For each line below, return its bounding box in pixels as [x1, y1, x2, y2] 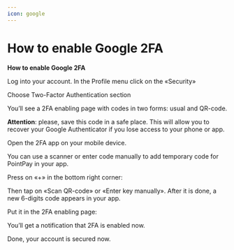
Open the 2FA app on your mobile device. [7, 138, 127, 147]
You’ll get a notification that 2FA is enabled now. [7, 221, 145, 229]
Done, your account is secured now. [7, 235, 111, 243]
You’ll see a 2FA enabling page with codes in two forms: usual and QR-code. [7, 104, 228, 112]
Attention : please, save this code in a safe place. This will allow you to [7, 117, 210, 126]
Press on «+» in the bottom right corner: [7, 172, 123, 182]
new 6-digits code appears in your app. [7, 193, 121, 203]
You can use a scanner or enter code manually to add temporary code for [7, 152, 219, 161]
